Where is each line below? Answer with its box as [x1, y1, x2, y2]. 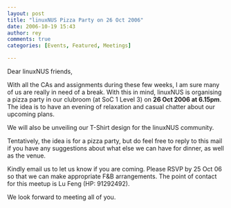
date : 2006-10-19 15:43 [7, 23, 76, 30]
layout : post [7, 10, 45, 17]
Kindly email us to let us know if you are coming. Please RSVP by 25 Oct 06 [7, 165, 223, 173]
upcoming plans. [7, 110, 55, 118]
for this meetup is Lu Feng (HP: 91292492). [7, 180, 130, 187]
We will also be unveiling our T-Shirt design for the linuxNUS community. [7, 124, 214, 131]
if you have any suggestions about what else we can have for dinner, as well [7, 144, 225, 152]
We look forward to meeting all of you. [7, 193, 116, 201]
